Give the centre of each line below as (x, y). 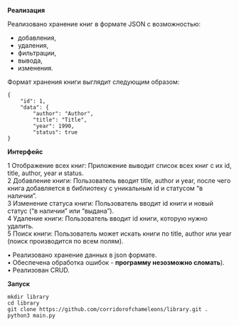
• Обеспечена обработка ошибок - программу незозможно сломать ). (116, 262)
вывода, (30, 61)
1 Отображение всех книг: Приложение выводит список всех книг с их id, (119, 165)
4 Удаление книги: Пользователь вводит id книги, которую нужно (107, 219)
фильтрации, (37, 53)
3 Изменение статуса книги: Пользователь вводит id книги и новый (110, 203)
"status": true (55, 132)
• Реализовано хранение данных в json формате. (82, 255)
